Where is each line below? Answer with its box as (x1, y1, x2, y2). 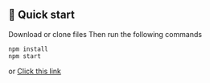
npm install (8, 45, 48, 53)
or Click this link (8, 66, 62, 76)
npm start (8, 52, 42, 60)
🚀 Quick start (8, 8, 75, 22)
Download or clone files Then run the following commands (8, 29, 203, 39)
